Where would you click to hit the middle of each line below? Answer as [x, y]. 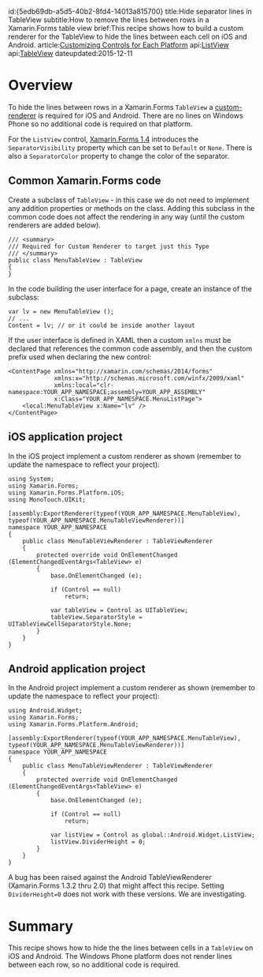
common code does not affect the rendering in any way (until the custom [126, 216]
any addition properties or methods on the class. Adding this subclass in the [131, 208]
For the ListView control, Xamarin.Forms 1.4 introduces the [104, 139]
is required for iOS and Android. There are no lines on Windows [141, 115]
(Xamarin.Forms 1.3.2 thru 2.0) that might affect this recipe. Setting [116, 886]
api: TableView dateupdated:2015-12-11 [70, 53]
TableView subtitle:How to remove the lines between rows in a [109, 20]
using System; [31, 479]
